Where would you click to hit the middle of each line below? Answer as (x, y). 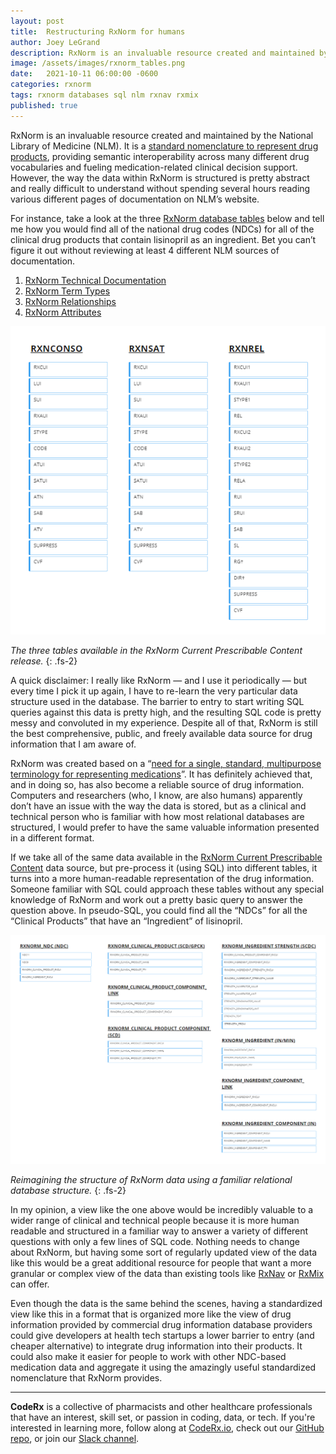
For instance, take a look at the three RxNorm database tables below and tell (167, 218)
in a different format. (52, 837)
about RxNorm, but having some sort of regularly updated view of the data (164, 1252)
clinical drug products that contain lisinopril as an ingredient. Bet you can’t (163, 239)
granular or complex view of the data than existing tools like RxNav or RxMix (167, 1273)
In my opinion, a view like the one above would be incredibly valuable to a (162, 1209)
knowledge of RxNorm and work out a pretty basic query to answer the (157, 899)
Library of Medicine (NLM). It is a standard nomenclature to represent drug (164, 146)
